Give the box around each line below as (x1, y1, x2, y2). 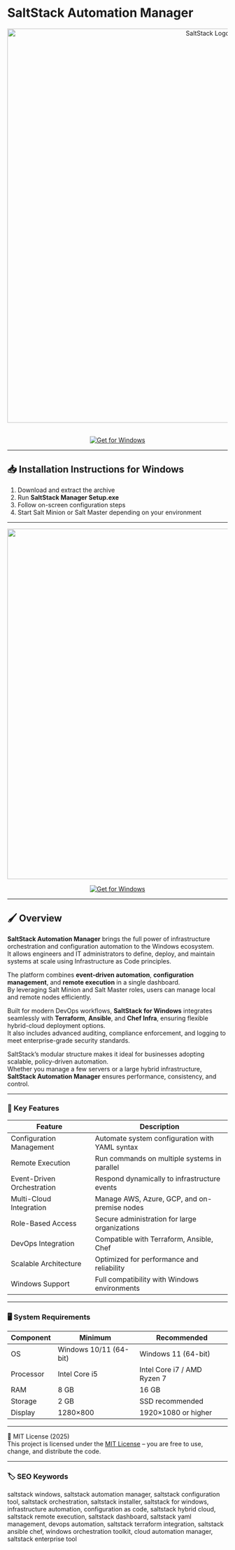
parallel (94, 1162, 120, 1172)
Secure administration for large (94, 1214, 197, 1223)
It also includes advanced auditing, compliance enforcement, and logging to (7, 1029, 226, 1037)
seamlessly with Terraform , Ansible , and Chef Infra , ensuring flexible (7, 1014, 208, 1022)
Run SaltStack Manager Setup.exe (17, 493, 120, 502)
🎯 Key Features (7, 1104, 59, 1113)
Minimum (79, 1333, 112, 1343)
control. (7, 1079, 30, 1088)
